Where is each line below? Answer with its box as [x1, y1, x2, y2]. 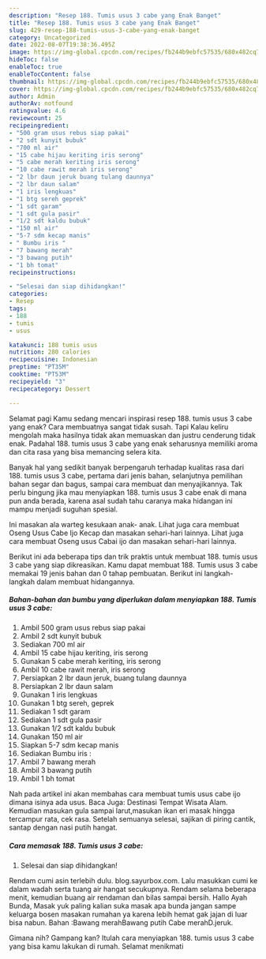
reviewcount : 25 [9, 114, 62, 122]
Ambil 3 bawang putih [20, 766, 92, 775]
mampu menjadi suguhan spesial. [9, 504, 118, 514]
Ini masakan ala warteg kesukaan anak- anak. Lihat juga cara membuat [9, 519, 240, 529]
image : [9, 48, 31, 56]
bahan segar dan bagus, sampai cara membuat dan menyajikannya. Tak [9, 479, 243, 489]
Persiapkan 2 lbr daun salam [20, 682, 114, 691]
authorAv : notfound [9, 99, 73, 107]
